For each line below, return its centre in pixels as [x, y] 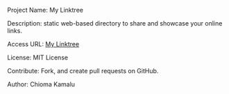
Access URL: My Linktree [43, 44]
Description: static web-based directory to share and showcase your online [115, 23]
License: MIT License [37, 57]
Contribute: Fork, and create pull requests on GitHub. [83, 71]
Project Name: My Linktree [45, 10]
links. [15, 31]
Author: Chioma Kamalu [41, 84]
